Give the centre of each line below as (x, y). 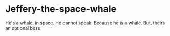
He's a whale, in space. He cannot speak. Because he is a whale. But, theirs (85, 23)
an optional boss (23, 28)
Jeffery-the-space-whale (61, 9)
